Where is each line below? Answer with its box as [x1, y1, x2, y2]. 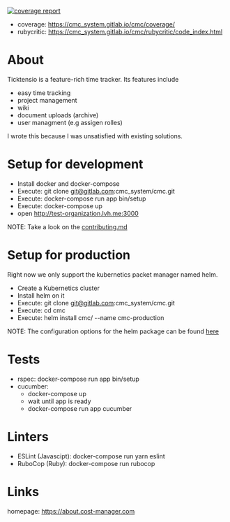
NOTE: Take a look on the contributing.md [7, 222, 128, 231]
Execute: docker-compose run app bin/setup [17, 194, 146, 203]
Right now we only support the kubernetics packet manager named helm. [7, 270, 218, 279]
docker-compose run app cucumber [27, 404, 132, 412]
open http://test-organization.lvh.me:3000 [17, 209, 139, 217]
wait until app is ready [27, 397, 92, 405]
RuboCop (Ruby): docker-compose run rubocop [17, 459, 155, 467]
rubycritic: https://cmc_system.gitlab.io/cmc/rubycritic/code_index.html [17, 28, 223, 36]
